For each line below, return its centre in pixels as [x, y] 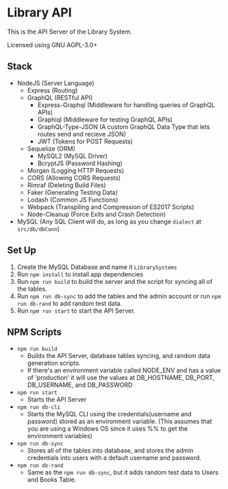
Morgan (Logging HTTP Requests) [76, 170]
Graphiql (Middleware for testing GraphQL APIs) [105, 119]
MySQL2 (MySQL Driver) [73, 156]
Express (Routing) [52, 90]
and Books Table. [52, 480]
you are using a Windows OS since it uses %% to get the [107, 429]
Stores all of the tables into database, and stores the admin [110, 451]
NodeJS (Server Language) [55, 83]
